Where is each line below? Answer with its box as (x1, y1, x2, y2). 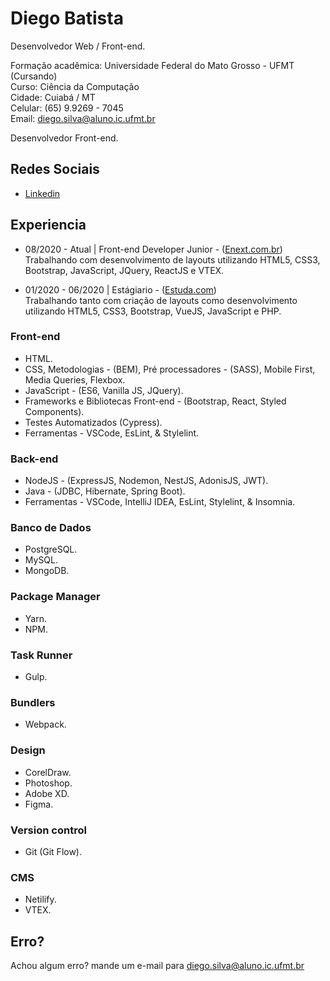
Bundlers (10, 695, 56, 709)
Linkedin (24, 187, 61, 199)
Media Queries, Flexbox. (24, 373, 126, 386)
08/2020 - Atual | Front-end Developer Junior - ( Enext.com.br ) (24, 243, 283, 255)
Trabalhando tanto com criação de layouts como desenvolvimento (24, 294, 298, 306)
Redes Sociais (10, 161, 100, 178)
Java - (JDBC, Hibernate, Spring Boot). (24, 485, 186, 497)
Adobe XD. (24, 787, 70, 799)
